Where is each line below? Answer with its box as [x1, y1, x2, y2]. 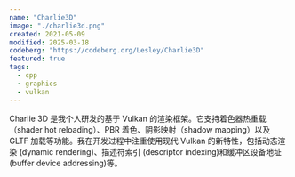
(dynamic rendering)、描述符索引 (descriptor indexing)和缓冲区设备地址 [19, 146, 282, 157]
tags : [9, 63, 29, 72]
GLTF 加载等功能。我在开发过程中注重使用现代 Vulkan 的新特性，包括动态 [9, 135, 278, 146]
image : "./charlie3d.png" [9, 21, 105, 30]
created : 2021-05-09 [9, 29, 86, 38]
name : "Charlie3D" [9, 12, 77, 22]
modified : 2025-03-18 [9, 37, 90, 47]
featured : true [9, 54, 66, 63]
